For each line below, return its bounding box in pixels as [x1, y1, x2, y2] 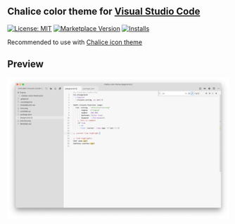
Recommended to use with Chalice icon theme [7, 38, 143, 46]
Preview [7, 58, 44, 70]
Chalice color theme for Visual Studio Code [7, 6, 201, 18]
